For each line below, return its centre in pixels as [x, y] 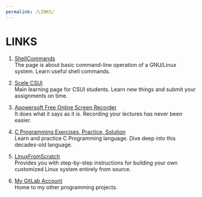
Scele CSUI [28, 83]
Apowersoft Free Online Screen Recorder [65, 107]
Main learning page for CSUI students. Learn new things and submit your [105, 89]
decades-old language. [43, 145]
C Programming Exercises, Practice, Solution [70, 132]
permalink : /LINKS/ [30, 12]
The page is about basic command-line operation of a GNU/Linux [95, 64]
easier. [23, 120]
